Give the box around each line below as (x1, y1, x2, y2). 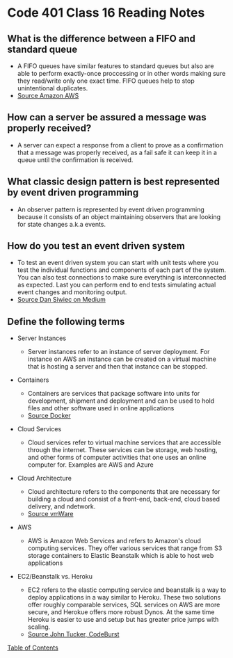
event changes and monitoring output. (17, 288, 127, 296)
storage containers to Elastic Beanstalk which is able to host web (27, 552, 214, 560)
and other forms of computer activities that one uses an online (27, 454, 207, 462)
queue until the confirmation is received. (17, 155, 134, 164)
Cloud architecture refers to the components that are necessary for (27, 488, 220, 496)
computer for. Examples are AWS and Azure (27, 460, 154, 469)
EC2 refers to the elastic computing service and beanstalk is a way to (27, 586, 227, 594)
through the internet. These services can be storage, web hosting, (27, 446, 218, 454)
